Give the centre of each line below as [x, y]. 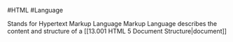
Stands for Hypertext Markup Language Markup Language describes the [112, 23]
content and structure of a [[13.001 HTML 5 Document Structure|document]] [117, 31]
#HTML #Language [35, 10]
